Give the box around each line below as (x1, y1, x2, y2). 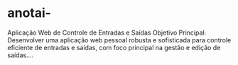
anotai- (7, 5, 52, 21)
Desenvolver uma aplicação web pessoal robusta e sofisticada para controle (7, 35, 232, 44)
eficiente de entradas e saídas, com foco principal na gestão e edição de (7, 43, 221, 52)
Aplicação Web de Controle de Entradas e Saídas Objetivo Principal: (7, 28, 207, 37)
